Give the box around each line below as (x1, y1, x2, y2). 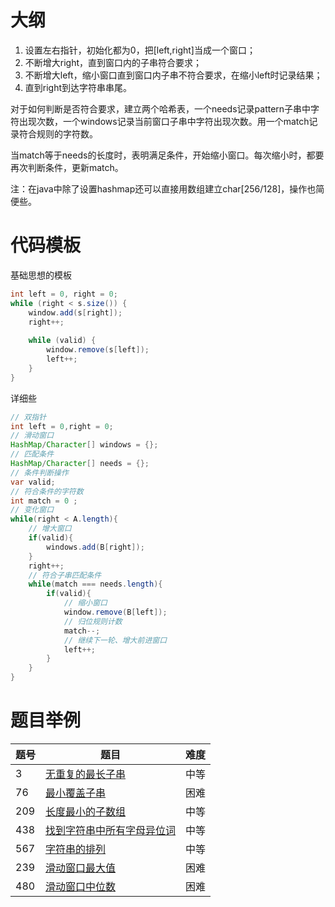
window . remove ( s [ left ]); (46, 345, 150, 355)
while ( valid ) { (28, 336, 97, 346)
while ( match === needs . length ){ (28, 579, 163, 590)
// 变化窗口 (10, 505, 55, 515)
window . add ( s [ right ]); (28, 307, 123, 318)
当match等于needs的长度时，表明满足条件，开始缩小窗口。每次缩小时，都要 (10, 149, 325, 161)
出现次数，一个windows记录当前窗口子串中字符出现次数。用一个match (18, 115, 310, 127)
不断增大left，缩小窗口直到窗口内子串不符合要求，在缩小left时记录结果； (24, 69, 323, 81)
